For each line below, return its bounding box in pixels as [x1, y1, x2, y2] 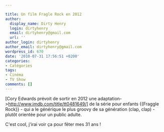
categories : [5, 58, 30, 63]
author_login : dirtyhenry [5, 40, 59, 45]
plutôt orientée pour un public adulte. [5, 111, 82, 117]
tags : [5, 68, 17, 73]
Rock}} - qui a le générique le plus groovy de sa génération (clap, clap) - [5, 106, 155, 112]
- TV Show [5, 77, 26, 82]
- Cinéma [5, 72, 24, 78]
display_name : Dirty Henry [10, 21, 66, 26]
